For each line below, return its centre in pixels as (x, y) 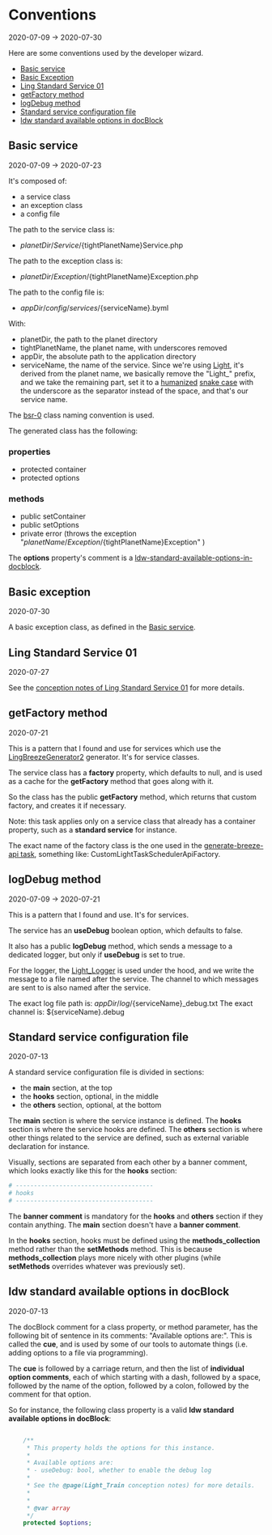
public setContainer (53, 516)
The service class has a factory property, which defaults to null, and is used (136, 772)
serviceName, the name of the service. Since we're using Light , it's (132, 365)
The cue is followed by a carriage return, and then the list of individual (126, 1368)
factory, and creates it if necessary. (68, 805)
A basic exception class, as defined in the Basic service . (102, 627)
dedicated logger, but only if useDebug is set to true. (97, 954)
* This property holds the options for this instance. (121, 1448)
